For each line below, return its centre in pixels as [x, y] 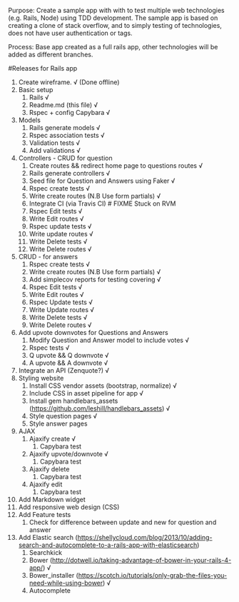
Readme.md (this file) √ [63, 105]
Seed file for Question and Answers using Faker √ [102, 181]
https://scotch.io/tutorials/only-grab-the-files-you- [153, 575]
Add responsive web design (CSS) [69, 507]
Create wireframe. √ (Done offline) [69, 82]
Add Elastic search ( [48, 537]
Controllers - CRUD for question [65, 158]
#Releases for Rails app [43, 68]
